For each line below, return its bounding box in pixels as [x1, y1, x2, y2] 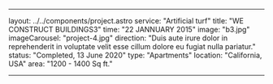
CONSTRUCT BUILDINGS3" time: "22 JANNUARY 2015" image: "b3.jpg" [8, 25, 250, 34]
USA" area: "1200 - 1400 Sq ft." [8, 59, 113, 69]
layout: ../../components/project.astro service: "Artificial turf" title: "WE [8, 16, 245, 25]
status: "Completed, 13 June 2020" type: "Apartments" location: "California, [8, 50, 262, 60]
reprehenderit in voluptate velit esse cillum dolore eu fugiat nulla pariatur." [8, 42, 256, 51]
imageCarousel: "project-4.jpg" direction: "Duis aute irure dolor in [8, 33, 228, 43]
